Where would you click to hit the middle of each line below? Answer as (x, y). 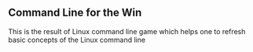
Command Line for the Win (75, 13)
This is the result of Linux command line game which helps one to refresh (127, 31)
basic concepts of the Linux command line (77, 40)
